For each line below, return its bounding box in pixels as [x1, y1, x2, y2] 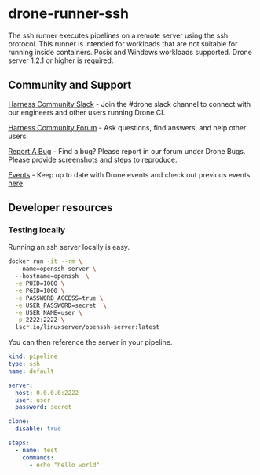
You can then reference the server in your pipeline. [8, 338, 173, 347]
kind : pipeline [8, 353, 58, 361]
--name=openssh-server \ [15, 265, 97, 273]
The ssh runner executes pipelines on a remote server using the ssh [8, 31, 229, 40]
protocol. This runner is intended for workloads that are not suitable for [8, 38, 238, 48]
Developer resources [8, 201, 113, 214]
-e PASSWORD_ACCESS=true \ [15, 294, 104, 302]
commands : [22, 453, 55, 462]
